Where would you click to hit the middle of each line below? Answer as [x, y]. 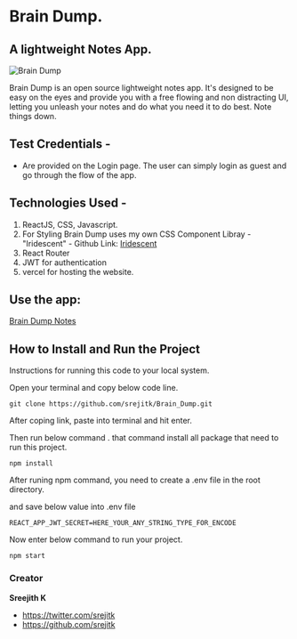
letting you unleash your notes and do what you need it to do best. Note [140, 107]
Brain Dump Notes [43, 321]
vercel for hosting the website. [78, 271]
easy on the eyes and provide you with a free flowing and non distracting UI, [149, 97]
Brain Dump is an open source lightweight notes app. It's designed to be [141, 88]
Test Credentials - [60, 144]
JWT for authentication [64, 262]
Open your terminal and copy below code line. [94, 388]
